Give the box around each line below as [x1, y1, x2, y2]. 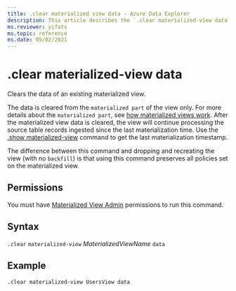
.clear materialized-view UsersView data [7, 278, 131, 285]
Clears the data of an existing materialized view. [7, 90, 146, 98]
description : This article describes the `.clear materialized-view [7, 17, 212, 24]
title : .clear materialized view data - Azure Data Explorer [7, 10, 190, 18]
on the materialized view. [7, 162, 79, 170]
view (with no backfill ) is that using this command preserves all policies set [7, 154, 228, 163]
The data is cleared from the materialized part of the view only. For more [7, 103, 222, 112]
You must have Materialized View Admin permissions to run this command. [7, 201, 224, 209]
